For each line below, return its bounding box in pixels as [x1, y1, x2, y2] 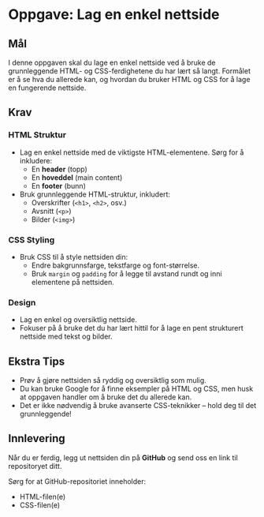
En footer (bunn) [31, 181, 87, 190]
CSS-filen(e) [19, 500, 61, 510]
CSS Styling [8, 234, 55, 245]
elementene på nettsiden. [31, 277, 114, 287]
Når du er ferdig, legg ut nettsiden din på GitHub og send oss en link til [8, 452, 238, 463]
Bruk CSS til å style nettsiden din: [19, 252, 128, 261]
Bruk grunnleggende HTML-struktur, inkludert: [19, 189, 171, 199]
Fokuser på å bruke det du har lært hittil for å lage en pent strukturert [19, 324, 244, 333]
